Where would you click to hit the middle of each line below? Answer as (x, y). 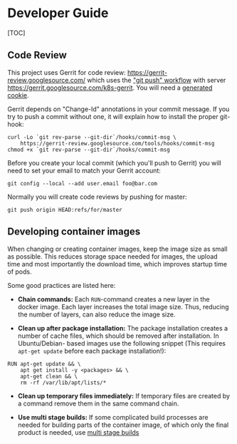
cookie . (19, 95)
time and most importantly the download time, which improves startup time (117, 264)
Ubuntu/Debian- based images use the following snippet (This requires (122, 343)
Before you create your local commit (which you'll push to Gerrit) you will (115, 162)
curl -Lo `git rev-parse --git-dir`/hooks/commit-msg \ (92, 137)
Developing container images (74, 232)
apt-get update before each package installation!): (92, 351)
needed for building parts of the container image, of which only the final (123, 425)
